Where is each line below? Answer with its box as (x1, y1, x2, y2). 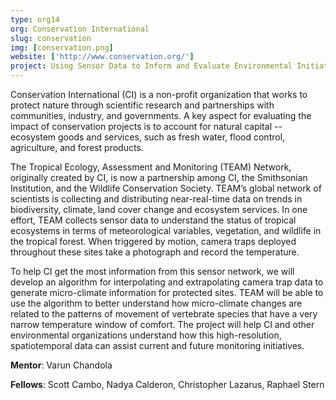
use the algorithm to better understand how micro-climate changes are (10, 297, 303, 309)
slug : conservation (10, 33, 92, 43)
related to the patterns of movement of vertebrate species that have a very (10, 308, 318, 320)
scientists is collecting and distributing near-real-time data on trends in (10, 193, 303, 205)
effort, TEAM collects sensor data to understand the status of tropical (10, 214, 297, 226)
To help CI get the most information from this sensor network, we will (10, 266, 295, 277)
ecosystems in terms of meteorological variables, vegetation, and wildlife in (10, 225, 322, 236)
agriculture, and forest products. (10, 142, 144, 153)
